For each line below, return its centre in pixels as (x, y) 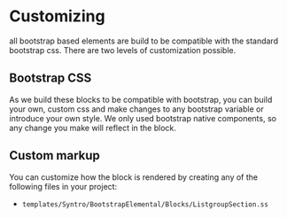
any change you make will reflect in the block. (93, 128)
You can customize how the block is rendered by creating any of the (134, 177)
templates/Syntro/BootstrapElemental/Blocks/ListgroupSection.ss (145, 204)
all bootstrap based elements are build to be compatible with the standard (144, 41)
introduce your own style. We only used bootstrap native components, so (143, 118)
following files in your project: (63, 186)
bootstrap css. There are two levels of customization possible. (123, 50)
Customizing (57, 16)
